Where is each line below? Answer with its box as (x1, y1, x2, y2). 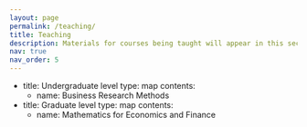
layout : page (9, 13, 59, 23)
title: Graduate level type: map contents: (22, 100, 174, 110)
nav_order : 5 (9, 55, 59, 64)
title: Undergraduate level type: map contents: (22, 81, 196, 91)
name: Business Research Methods (36, 90, 170, 101)
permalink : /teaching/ (9, 22, 96, 31)
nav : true (9, 47, 48, 56)
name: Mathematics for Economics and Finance (36, 110, 217, 120)
